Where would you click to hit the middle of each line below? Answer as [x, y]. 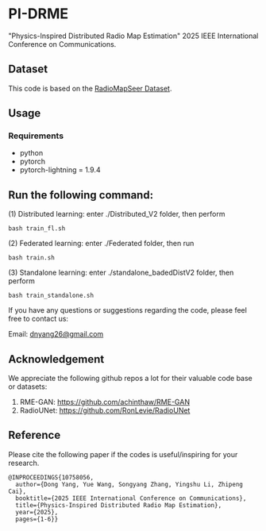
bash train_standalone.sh [51, 296]
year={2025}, [37, 512]
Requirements [36, 136]
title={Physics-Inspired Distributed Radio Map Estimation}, [119, 505]
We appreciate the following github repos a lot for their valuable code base [130, 379]
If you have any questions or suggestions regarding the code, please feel [128, 310]
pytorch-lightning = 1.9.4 [60, 170]
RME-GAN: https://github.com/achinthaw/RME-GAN [105, 402]
